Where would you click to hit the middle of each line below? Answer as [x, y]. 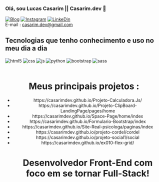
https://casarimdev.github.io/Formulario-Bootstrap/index [87, 121]
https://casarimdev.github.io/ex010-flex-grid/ [88, 142]
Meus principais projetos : [84, 86]
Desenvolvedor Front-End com [88, 163]
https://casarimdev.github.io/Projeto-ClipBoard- [88, 105]
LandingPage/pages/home [88, 110]
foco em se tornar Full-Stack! [88, 173]
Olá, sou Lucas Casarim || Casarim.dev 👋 [56, 8]
